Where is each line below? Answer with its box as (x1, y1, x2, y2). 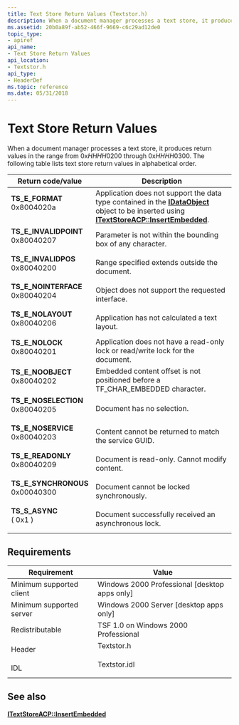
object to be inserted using (95, 206, 185, 216)
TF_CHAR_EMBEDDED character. (95, 384, 206, 394)
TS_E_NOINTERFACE (11, 282, 83, 292)
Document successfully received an (95, 510, 216, 520)
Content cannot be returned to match (95, 427, 220, 437)
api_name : (7, 43, 37, 51)
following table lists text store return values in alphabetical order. (7, 160, 197, 168)
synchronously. (95, 491, 147, 501)
